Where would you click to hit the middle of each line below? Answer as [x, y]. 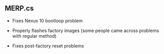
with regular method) [34, 36]
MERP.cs [19, 8]
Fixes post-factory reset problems [48, 46]
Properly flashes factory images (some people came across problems [86, 31]
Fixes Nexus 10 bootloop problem [47, 20]
